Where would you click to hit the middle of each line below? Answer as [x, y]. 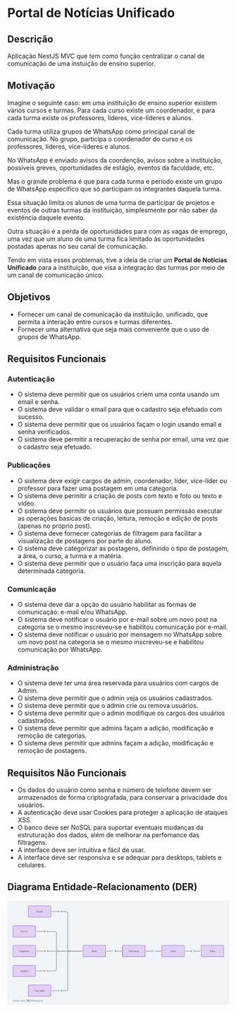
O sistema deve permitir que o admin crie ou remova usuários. [108, 706]
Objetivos [29, 297]
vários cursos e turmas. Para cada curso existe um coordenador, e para [111, 110]
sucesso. [31, 417]
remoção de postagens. [52, 751]
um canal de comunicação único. [55, 275]
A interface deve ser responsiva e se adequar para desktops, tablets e [119, 858]
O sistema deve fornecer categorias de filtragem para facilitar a [110, 533]
